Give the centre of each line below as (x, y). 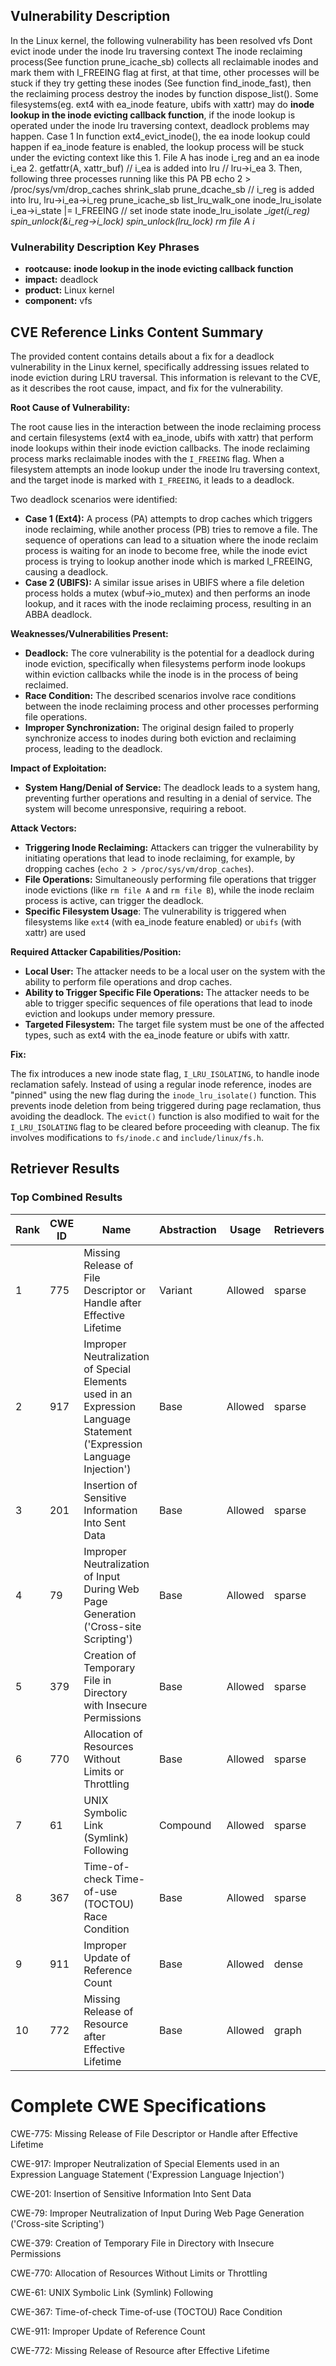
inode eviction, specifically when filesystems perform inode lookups (165, 663)
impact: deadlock (61, 280)
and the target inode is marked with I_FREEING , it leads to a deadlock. (152, 480)
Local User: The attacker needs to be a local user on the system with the (175, 971)
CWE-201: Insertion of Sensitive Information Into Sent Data (131, 2193)
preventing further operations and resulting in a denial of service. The (168, 798)
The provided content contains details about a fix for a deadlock (142, 356)
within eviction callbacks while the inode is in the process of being (161, 674)
